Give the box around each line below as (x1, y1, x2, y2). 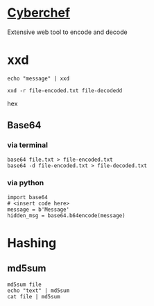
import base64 (7, 194, 49, 201)
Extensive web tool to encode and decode (7, 28, 128, 36)
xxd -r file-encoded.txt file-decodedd (7, 87, 123, 94)
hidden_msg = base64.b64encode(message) (7, 212, 126, 219)
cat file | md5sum (7, 293, 60, 300)
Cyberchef (7, 5, 71, 21)
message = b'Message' (7, 206, 70, 213)
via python (7, 178, 44, 188)
